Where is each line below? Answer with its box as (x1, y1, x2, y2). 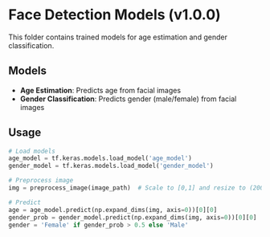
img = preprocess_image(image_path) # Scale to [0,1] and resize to (8, 184, 247, 192)
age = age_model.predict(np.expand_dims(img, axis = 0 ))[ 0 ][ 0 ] (8, 206, 218, 214)
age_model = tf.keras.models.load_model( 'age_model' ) (8, 154, 193, 162)
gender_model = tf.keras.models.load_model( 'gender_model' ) (8, 162, 215, 170)
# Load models (8, 147, 56, 155)
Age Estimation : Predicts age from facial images (19, 85, 182, 95)
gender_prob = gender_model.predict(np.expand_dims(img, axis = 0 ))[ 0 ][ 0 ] (8, 213, 257, 222)
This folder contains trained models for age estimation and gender (8, 32, 227, 42)
